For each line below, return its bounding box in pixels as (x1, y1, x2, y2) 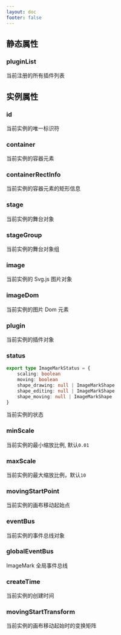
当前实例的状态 (6, 411, 44, 418)
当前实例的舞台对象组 (6, 245, 59, 253)
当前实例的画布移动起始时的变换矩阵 (6, 622, 97, 630)
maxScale (6, 457, 36, 465)
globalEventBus (6, 547, 54, 556)
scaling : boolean (17, 371, 61, 377)
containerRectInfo (6, 170, 61, 179)
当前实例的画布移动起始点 (6, 502, 70, 509)
